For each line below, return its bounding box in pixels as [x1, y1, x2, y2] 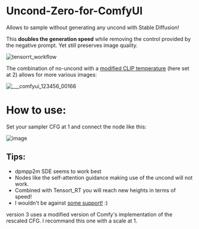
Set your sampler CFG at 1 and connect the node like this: [6, 123, 147, 130]
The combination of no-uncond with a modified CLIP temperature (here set [6, 64, 189, 72]
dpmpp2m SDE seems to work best [14, 168, 102, 175]
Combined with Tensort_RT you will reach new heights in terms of [14, 186, 176, 194]
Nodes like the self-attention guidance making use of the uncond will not [14, 174, 193, 181]
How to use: [6, 103, 67, 117]
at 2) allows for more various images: [6, 71, 97, 78]
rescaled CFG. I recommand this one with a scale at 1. [6, 217, 138, 224]
